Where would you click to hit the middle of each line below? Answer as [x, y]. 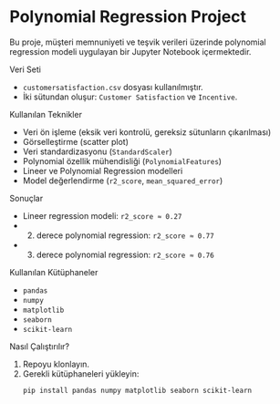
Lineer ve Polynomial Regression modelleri [103, 171]
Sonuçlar [26, 198]
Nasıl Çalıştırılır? [40, 346]
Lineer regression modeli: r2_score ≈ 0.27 [102, 215]
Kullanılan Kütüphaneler [54, 272]
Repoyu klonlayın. [56, 364]
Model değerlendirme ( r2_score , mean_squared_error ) [123, 181]
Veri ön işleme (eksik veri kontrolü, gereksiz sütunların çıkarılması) [147, 132]
